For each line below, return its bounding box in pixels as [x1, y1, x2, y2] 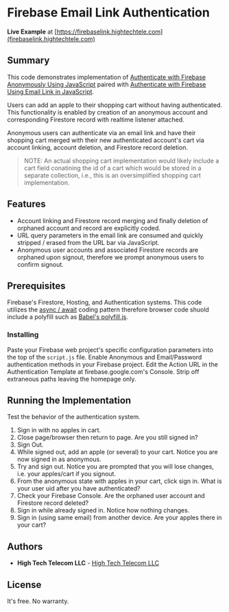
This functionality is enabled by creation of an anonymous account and [7, 108, 208, 116]
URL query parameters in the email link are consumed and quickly [16, 231, 204, 239]
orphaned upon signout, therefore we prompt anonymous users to [16, 252, 204, 261]
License [7, 578, 42, 591]
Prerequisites [7, 280, 66, 292]
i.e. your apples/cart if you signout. [16, 470, 117, 478]
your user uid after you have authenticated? [16, 484, 141, 493]
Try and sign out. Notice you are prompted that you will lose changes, [16, 462, 214, 471]
